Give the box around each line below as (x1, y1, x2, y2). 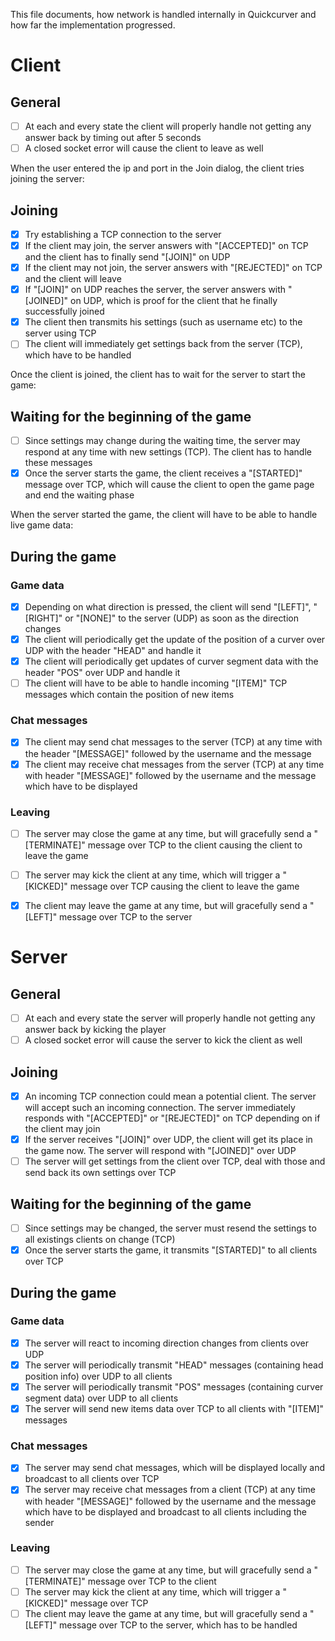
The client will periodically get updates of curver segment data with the (24, 655, 319, 668)
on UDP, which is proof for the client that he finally (69, 295, 278, 307)
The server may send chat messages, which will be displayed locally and (24, 1462, 326, 1474)
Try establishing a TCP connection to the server (24, 228, 222, 240)
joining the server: (10, 173, 85, 185)
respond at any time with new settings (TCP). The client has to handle (24, 446, 312, 458)
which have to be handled (24, 349, 132, 361)
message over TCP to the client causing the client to (87, 839, 303, 851)
